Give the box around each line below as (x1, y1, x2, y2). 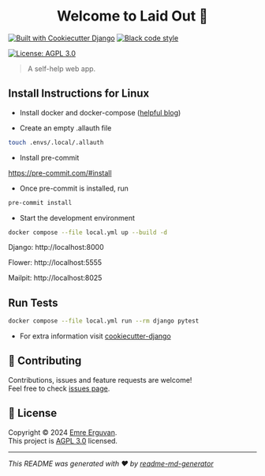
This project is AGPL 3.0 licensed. (8, 436, 118, 445)
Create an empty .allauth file (19, 123, 112, 133)
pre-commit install (8, 198, 73, 206)
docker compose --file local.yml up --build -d (8, 229, 168, 236)
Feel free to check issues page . (8, 383, 110, 393)
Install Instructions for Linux (8, 87, 150, 100)
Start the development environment (19, 213, 136, 222)
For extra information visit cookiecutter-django (19, 331, 171, 341)
